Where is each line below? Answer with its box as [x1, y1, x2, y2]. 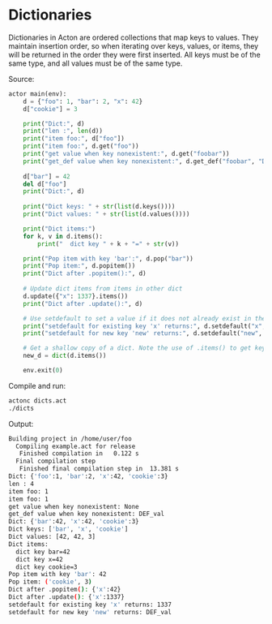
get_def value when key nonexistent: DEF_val [8, 510, 164, 519]
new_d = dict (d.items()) [23, 351, 107, 360]
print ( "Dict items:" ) [23, 225, 96, 233]
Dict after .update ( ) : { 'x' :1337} [8, 593, 125, 601]
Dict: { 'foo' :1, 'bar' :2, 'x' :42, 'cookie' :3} [8, 472, 168, 480]
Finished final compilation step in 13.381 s [19, 465, 180, 473]
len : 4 [8, 480, 35, 488]
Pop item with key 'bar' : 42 [8, 570, 107, 579]
